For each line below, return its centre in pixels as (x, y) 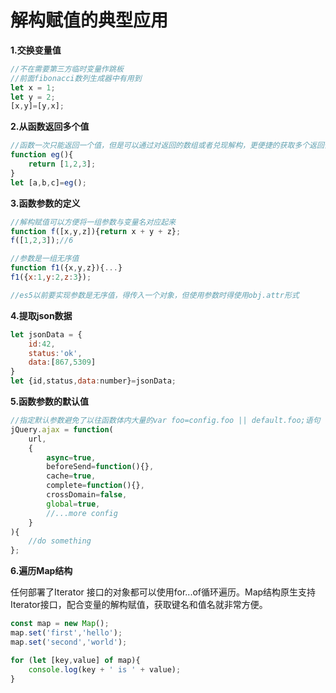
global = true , (73, 504)
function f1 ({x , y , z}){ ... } (66, 268)
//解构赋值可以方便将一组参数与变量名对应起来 (93, 222)
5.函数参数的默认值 (50, 402)
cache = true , (71, 476)
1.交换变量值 (36, 50)
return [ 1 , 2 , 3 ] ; (62, 164)
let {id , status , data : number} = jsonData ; (93, 381)
